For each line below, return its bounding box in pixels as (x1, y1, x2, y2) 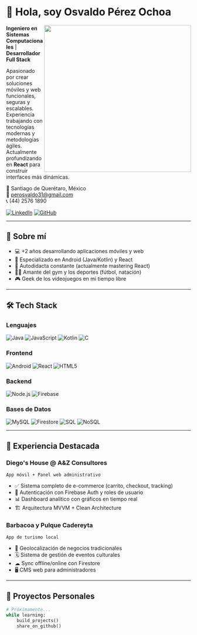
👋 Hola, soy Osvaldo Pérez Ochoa (6, 5, 172, 19)
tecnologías (6, 123, 35, 130)
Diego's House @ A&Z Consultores (6, 458, 107, 466)
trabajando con (6, 117, 43, 124)
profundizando (6, 154, 42, 162)
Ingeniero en (6, 25, 38, 32)
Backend (6, 377, 32, 385)
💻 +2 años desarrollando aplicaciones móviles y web (14, 247, 144, 254)
